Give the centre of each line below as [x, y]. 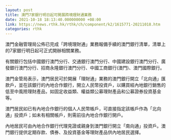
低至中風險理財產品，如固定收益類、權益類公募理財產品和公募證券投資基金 [83, 91]
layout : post [19, 10]
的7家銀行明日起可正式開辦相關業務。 [45, 51]
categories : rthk [24, 29]
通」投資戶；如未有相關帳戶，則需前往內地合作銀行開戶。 [65, 115]
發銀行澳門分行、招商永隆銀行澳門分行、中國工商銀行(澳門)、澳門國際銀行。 [85, 68]
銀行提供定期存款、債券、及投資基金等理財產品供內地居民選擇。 [76, 132]
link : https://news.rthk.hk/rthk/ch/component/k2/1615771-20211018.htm [83, 24]
